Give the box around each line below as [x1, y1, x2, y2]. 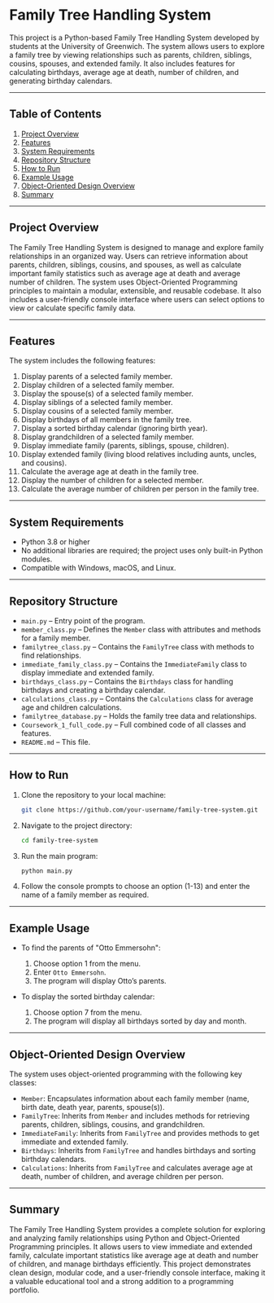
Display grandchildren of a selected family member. [20, 432, 194, 442]
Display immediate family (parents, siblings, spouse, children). [20, 441, 229, 451]
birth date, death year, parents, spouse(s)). [20, 1103, 165, 1112]
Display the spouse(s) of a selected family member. [20, 389, 194, 398]
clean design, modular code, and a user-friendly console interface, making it [9, 1267, 266, 1277]
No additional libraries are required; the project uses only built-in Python [20, 546, 263, 556]
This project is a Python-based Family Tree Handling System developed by [9, 33, 259, 42]
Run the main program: [20, 851, 98, 861]
